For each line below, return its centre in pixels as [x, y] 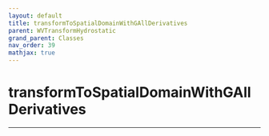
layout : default [35, 16]
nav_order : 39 [32, 46]
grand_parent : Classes [46, 38]
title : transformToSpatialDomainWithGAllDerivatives [98, 23]
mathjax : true [32, 53]
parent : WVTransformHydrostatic [62, 30]
